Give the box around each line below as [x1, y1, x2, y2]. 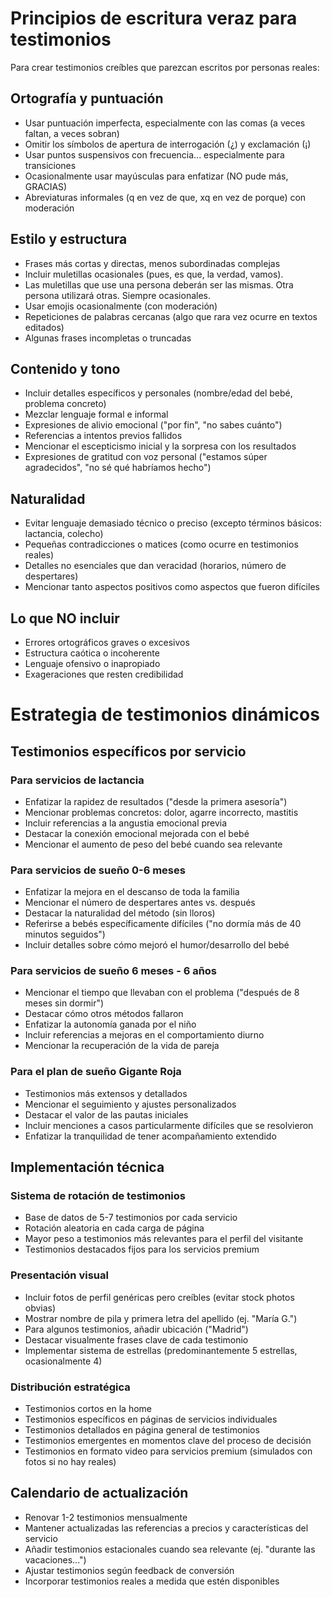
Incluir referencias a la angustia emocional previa [24, 817, 228, 829]
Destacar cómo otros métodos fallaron [24, 1008, 184, 1020]
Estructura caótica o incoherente [24, 647, 160, 659]
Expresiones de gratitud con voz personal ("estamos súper [24, 451, 268, 463]
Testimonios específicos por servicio [10, 743, 247, 760]
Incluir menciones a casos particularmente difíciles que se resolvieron [24, 1119, 314, 1131]
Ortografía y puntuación [10, 90, 164, 107]
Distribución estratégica [10, 1380, 131, 1394]
